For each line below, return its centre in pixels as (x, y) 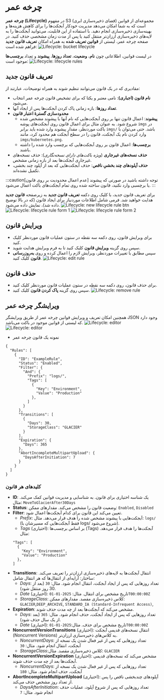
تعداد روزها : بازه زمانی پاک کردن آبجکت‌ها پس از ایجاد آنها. (65, 108)
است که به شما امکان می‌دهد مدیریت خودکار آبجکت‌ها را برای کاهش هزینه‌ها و (76, 25)
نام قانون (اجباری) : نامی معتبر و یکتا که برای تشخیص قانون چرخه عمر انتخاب (81, 98)
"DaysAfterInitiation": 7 (49, 457)
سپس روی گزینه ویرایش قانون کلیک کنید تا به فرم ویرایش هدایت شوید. (76, 248)
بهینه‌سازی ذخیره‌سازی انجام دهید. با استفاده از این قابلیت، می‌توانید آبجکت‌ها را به (79, 31)
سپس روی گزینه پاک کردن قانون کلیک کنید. (51, 290)
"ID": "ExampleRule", (40, 359)
